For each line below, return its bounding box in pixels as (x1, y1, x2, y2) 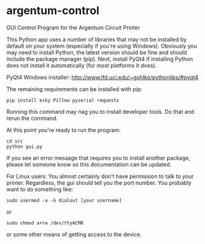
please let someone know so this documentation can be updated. (6, 160, 172, 168)
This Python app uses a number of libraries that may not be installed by (6, 35, 187, 43)
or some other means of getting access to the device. (6, 231, 142, 238)
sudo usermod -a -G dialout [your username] (6, 197, 122, 204)
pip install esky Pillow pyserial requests (6, 97, 120, 103)
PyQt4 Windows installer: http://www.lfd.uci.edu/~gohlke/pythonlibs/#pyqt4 (6, 73, 199, 81)
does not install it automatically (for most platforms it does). (6, 62, 157, 69)
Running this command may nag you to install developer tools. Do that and (6, 108, 195, 115)
